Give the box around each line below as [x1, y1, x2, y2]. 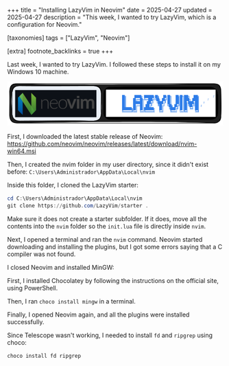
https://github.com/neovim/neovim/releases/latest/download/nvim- [7, 140, 197, 148]
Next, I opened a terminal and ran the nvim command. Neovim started [7, 235, 203, 243]
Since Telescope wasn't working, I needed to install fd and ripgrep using [7, 331, 213, 339]
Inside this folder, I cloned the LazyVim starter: [7, 181, 139, 190]
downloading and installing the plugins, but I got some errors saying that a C [7, 242, 223, 251]
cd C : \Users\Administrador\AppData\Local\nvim [7, 195, 143, 202]
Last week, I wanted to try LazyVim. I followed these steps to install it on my [7, 60, 221, 68]
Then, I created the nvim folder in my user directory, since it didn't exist [7, 161, 209, 169]
